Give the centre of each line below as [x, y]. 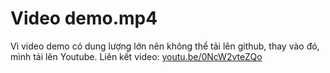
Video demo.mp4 [84, 18]
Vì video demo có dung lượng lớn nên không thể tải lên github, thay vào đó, [165, 46]
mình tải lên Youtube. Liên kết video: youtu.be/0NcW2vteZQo [136, 56]
